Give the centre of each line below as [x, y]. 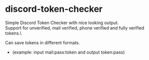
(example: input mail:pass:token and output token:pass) [68, 52]
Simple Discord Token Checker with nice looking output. [62, 23]
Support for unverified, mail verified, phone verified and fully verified [75, 28]
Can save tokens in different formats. [43, 42]
